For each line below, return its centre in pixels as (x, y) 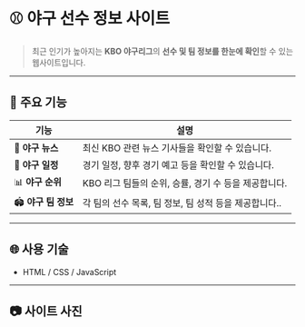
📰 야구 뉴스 (36, 148)
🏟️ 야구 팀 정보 (44, 202)
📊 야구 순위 (38, 182)
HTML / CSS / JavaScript (69, 272)
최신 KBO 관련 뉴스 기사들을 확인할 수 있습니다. (177, 148)
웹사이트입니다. (59, 62)
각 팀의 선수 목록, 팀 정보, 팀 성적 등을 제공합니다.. (182, 203)
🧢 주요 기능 (39, 102)
